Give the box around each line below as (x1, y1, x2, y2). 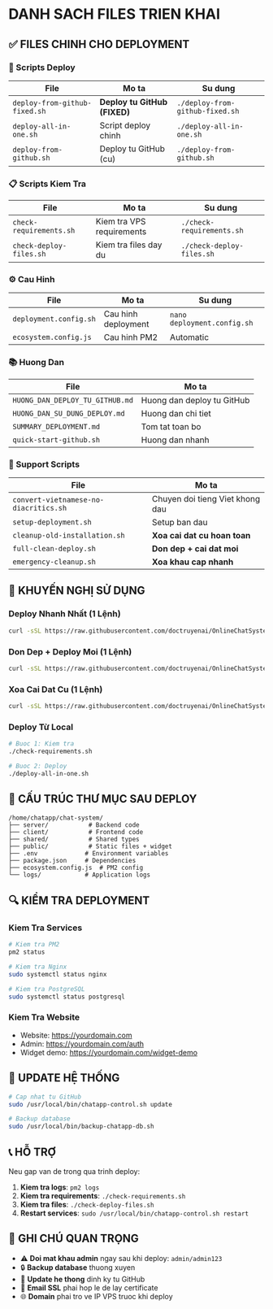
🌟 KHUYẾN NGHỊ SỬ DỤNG (8, 584, 145, 598)
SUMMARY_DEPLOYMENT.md (12, 422, 100, 431)
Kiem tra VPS (95, 216, 146, 228)
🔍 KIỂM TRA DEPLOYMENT (8, 894, 150, 907)
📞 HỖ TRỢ (8, 1145, 57, 1159)
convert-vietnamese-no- (12, 495, 105, 505)
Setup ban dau (151, 517, 208, 528)
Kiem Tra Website (8, 1011, 80, 1023)
